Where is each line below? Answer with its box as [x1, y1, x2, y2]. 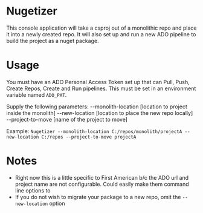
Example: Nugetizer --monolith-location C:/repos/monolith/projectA [6, 127, 182, 134]
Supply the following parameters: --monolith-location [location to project [6, 103, 187, 110]
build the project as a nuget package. [6, 37, 99, 44]
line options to [14, 186, 51, 194]
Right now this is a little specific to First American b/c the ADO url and [14, 174, 189, 181]
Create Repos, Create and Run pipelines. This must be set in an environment [6, 85, 196, 92]
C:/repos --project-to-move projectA [41, 134, 137, 140]
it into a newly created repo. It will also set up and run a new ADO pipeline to [6, 30, 196, 38]
